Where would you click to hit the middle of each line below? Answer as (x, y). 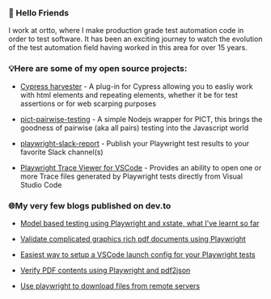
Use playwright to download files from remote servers (110, 285)
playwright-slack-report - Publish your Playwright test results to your (135, 143)
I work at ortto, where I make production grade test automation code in (126, 31)
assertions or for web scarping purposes (88, 103)
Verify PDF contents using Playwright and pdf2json (105, 270)
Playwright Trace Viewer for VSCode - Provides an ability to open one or (141, 167)
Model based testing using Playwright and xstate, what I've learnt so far (140, 223)
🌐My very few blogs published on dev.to (90, 205)
